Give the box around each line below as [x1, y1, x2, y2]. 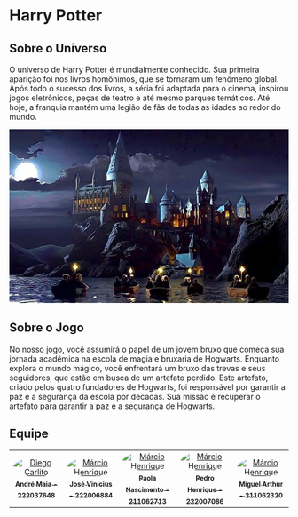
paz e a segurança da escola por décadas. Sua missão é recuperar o [9, 391, 261, 402]
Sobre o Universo [9, 41, 107, 56]
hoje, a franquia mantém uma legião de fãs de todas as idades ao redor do [9, 102, 281, 112]
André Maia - [14, 480, 58, 489]
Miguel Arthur [239, 480, 284, 489]
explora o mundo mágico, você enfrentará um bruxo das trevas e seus [9, 362, 266, 373]
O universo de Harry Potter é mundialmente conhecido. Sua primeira [9, 64, 260, 75]
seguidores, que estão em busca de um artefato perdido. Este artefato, [9, 372, 269, 383]
